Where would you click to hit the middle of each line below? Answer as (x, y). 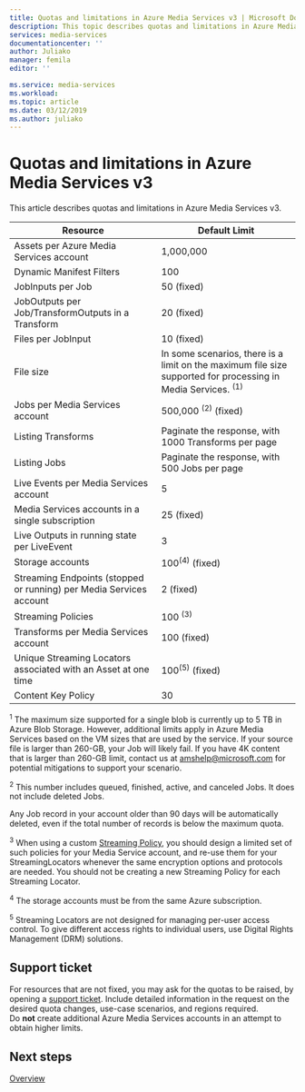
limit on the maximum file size (224, 365)
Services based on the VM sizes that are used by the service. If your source (151, 739)
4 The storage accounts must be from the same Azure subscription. (136, 900)
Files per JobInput (53, 339)
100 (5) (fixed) (191, 670)
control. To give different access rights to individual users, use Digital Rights (152, 929)
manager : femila (40, 60)
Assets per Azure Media (65, 246)
